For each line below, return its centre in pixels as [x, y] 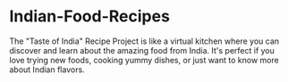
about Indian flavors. [47, 70]
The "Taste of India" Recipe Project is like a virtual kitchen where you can [144, 41]
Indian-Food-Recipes [89, 16]
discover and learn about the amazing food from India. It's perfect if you [142, 50]
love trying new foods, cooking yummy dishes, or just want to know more [144, 60]
